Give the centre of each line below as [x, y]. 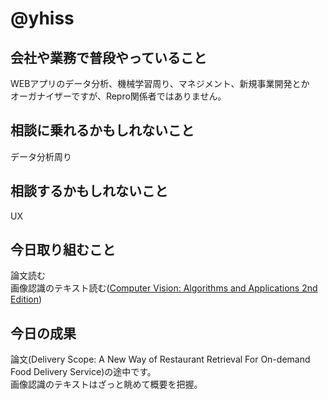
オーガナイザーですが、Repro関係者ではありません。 [118, 96]
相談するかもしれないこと [89, 191]
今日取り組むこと [63, 250]
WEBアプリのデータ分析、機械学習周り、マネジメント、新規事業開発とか [160, 83]
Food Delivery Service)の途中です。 [83, 372]
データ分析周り [41, 156]
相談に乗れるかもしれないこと [102, 130]
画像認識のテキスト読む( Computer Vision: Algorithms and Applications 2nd [164, 288]
